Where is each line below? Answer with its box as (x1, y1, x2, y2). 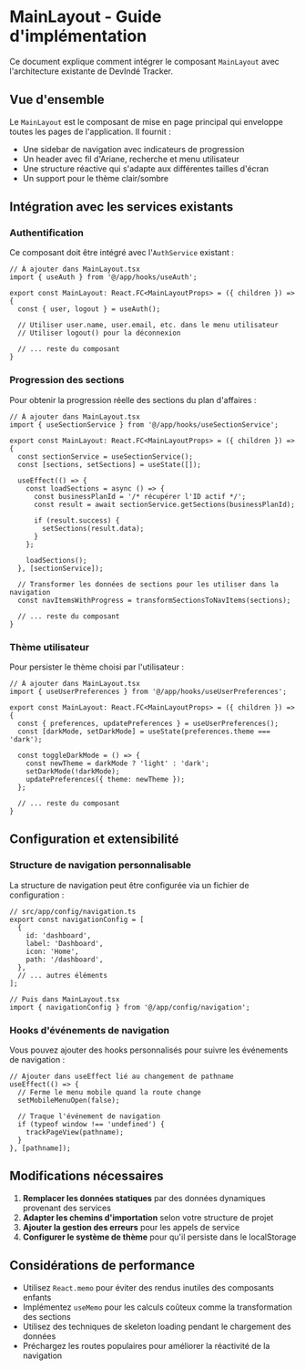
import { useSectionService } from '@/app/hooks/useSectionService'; (9, 420, 280, 430)
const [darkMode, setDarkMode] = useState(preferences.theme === (17, 727, 271, 736)
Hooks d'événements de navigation (9, 1023, 170, 1036)
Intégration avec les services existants (9, 199, 234, 215)
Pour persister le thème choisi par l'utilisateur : (9, 661, 185, 672)
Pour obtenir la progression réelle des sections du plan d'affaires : (9, 394, 257, 405)
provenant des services (22, 1202, 112, 1213)
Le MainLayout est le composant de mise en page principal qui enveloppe (9, 116, 284, 127)
